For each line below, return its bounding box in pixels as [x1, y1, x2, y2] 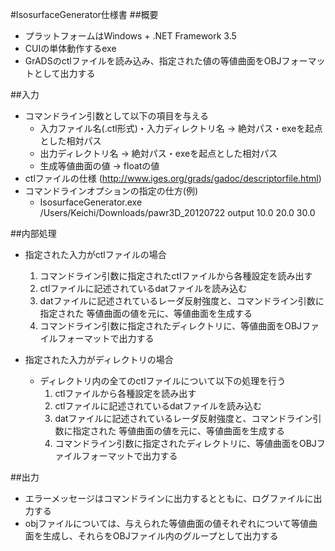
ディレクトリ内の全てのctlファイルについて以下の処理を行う [39, 375, 287, 387]
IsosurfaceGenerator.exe [39, 196, 143, 208]
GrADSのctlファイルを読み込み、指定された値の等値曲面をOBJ [24, 55, 282, 67]
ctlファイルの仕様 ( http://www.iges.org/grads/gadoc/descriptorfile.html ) [24, 173, 322, 184]
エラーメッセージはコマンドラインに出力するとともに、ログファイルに [24, 493, 314, 504]
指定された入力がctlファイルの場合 [24, 249, 167, 260]
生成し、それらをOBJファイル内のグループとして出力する [42, 530, 279, 542]
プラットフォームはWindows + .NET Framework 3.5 [24, 30, 237, 42]
